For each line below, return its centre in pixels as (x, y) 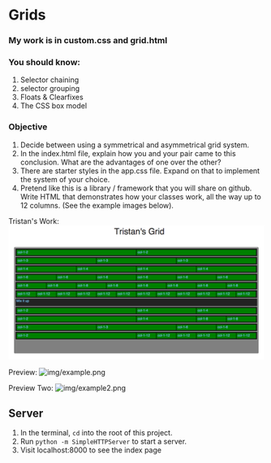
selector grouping (50, 89)
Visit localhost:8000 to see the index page (91, 450)
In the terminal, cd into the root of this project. (96, 433)
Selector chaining (49, 80)
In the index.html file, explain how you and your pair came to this (128, 153)
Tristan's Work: (34, 221)
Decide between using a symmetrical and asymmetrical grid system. (135, 145)
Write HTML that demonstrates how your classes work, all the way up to (140, 196)
